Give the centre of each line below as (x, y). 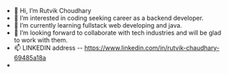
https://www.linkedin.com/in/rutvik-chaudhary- (152, 48)
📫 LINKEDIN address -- (48, 48)
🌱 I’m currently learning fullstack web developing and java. (98, 25)
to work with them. (41, 40)
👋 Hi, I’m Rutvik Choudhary (53, 11)
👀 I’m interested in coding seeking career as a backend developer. (109, 18)
